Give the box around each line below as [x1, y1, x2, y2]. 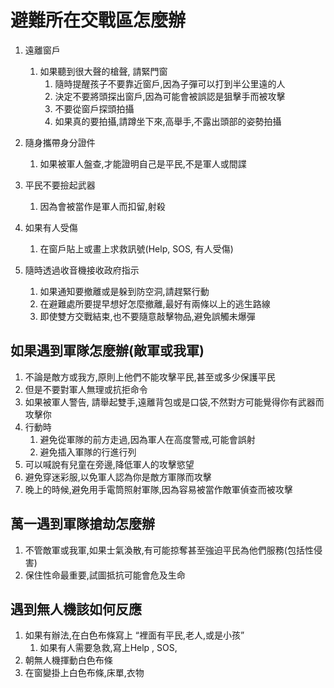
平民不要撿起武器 [24, 179, 96, 191]
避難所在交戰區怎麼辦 [10, 9, 187, 32]
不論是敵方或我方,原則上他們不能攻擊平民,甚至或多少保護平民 [24, 371, 276, 383]
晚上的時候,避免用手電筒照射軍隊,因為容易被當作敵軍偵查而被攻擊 [24, 483, 293, 495]
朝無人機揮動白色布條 [24, 654, 113, 666]
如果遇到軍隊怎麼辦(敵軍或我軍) [10, 342, 205, 360]
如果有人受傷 [24, 221, 78, 233]
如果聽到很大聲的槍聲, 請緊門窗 [39, 65, 168, 77]
